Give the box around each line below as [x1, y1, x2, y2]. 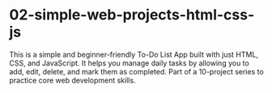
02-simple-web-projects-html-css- [9, 6, 255, 24]
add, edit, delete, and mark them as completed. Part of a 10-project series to [9, 66, 264, 76]
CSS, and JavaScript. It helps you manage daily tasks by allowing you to [9, 58, 249, 68]
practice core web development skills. [9, 75, 136, 85]
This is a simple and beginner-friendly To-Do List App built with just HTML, [9, 49, 258, 59]
